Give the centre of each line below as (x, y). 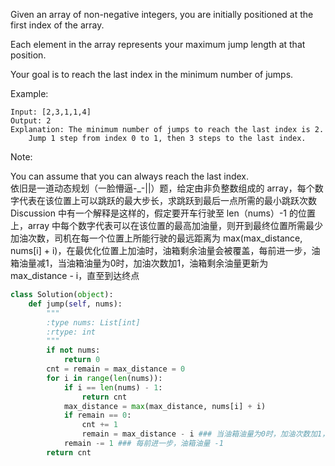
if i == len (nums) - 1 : (113, 387)
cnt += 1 (99, 425)
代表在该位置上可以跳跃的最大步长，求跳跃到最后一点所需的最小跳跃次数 (167, 200)
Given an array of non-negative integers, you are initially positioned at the (162, 14)
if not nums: (73, 350)
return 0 (82, 360)
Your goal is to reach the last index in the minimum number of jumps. (152, 74)
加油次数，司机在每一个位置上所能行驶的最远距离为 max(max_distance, (156, 238)
